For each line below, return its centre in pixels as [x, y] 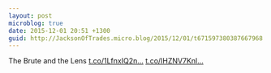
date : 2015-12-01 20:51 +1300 [60, 30]
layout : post [30, 16]
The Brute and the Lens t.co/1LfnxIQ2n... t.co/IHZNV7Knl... [106, 61]
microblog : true [36, 23]
